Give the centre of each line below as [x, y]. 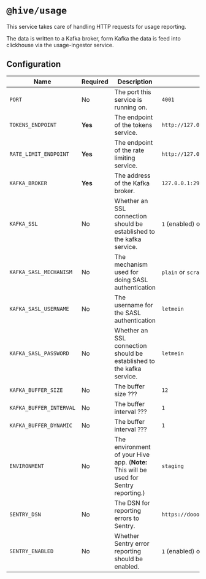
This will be [131, 470]
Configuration [34, 64]
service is [128, 99]
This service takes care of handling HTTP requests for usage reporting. [96, 26]
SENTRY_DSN [25, 514]
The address [132, 175]
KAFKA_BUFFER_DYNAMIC [41, 425]
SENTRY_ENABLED [32, 551]
